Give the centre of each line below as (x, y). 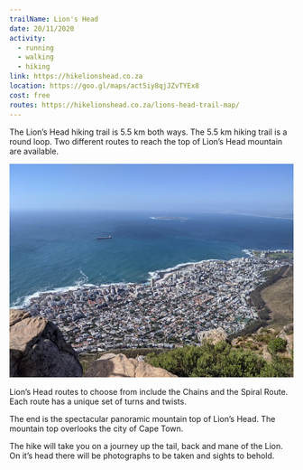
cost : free (30, 95)
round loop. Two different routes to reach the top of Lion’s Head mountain (146, 141)
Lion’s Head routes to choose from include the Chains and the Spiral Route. (149, 391)
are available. (34, 151)
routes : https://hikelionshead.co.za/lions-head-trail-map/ (125, 105)
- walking (36, 57)
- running (36, 48)
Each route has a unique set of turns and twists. (98, 401)
